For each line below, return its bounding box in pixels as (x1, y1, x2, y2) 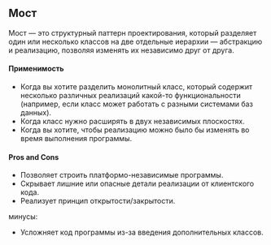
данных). (20, 108, 51, 118)
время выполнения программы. (20, 134, 133, 144)
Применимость (8, 64, 64, 74)
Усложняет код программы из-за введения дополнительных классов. (20, 227, 264, 238)
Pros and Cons (8, 152, 59, 161)
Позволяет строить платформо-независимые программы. (20, 170, 224, 180)
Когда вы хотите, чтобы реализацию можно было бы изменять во (20, 125, 250, 135)
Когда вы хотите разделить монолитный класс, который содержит (20, 82, 253, 92)
